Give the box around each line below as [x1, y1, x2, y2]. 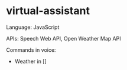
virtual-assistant [6, 4, 90, 18]
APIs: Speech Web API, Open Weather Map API [6, 35, 121, 42]
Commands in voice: [6, 46, 56, 54]
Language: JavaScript [6, 24, 60, 31]
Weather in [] [14, 58, 47, 65]
